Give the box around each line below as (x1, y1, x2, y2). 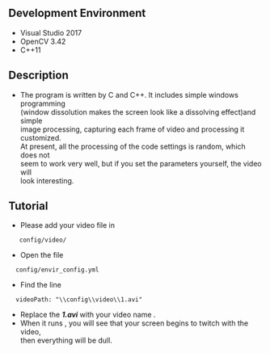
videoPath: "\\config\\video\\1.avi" (15, 296, 143, 304)
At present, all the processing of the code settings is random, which (19, 141, 247, 151)
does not (19, 149, 50, 160)
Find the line (19, 280, 62, 290)
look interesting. (19, 175, 74, 185)
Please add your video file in (19, 221, 116, 230)
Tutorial (8, 200, 49, 213)
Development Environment (8, 6, 146, 20)
